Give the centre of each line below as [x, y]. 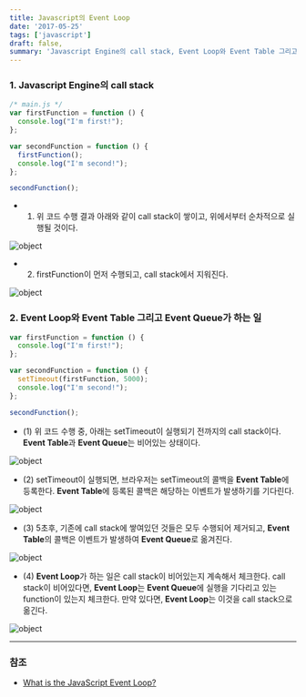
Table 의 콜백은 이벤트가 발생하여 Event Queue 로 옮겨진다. [127, 539]
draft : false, [36, 43]
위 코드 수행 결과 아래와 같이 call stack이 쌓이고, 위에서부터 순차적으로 [161, 217]
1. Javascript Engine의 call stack [82, 86]
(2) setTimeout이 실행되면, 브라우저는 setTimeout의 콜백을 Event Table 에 [156, 480]
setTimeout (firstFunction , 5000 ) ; [83, 379]
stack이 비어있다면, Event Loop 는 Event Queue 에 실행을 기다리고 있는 [150, 587]
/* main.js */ [36, 105]
